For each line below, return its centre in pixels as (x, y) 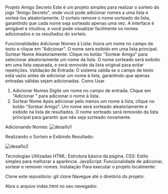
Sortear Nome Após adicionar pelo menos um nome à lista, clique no (83, 101)
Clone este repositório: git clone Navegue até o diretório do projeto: (75, 176)
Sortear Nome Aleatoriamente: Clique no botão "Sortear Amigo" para (76, 54)
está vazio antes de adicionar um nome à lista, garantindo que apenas (77, 75)
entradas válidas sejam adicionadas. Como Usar (55, 81)
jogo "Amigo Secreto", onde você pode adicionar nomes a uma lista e (77, 13)
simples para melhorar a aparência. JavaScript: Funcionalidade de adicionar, (84, 161)
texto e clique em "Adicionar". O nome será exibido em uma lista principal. (82, 49)
